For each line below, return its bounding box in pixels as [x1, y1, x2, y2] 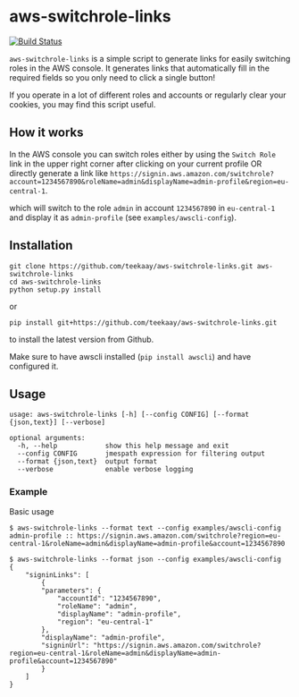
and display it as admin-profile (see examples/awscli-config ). [9, 212, 237, 223]
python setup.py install [9, 285, 102, 294]
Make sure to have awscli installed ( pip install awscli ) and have [9, 351, 252, 361]
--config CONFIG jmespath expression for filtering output [17, 449, 266, 458]
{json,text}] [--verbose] [9, 418, 105, 427]
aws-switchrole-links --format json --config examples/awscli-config [17, 555, 281, 564]
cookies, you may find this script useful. [9, 98, 156, 109]
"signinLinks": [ [25, 570, 90, 579]
